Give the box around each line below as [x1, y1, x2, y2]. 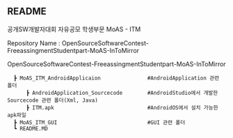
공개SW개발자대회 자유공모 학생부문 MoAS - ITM [7, 24, 141, 33]
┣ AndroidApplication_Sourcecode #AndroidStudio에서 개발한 [25, 89, 218, 96]
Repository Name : [7, 38, 61, 47]
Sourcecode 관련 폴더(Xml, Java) [7, 97, 99, 104]
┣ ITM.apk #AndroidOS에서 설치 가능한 [25, 104, 218, 111]
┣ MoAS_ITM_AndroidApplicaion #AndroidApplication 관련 [13, 75, 220, 82]
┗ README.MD [13, 125, 49, 132]
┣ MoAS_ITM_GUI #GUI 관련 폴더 [13, 118, 186, 126]
